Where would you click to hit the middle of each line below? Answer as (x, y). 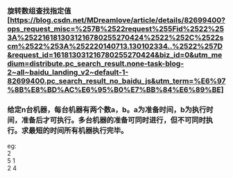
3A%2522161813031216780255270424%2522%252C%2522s (115, 38)
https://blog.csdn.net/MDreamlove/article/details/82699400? (118, 20)
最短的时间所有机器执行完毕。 (78, 130)
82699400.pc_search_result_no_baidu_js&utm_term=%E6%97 (116, 81)
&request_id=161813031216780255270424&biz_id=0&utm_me (115, 55)
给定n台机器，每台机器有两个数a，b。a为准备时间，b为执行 (107, 109)
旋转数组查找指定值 (39, 10)
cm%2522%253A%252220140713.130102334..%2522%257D (115, 46)
